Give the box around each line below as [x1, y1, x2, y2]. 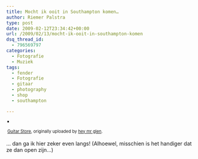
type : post [6, 20, 33, 26]
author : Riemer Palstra [6, 14, 66, 20]
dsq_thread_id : [6, 36, 44, 42]
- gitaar [11, 81, 33, 87]
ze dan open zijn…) [6, 146, 54, 153]
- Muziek [11, 59, 33, 65]
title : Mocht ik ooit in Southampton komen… [6, 8, 119, 15]
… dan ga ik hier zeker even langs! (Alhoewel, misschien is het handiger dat [6, 140, 192, 147]
